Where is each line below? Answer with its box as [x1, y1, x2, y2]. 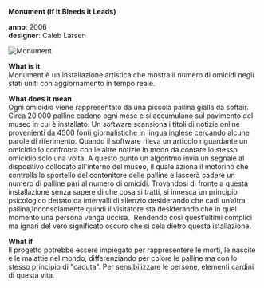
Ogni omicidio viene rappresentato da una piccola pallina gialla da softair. [8, 103, 249, 112]
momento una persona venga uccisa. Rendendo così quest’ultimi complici [8, 213, 253, 222]
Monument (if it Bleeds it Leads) [8, 7, 116, 16]
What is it [8, 61, 41, 71]
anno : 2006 [8, 22, 48, 31]
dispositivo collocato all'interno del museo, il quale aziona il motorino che [8, 162, 249, 171]
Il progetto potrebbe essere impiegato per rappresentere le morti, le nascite [8, 245, 257, 254]
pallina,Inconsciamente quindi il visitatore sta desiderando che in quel [8, 204, 237, 214]
